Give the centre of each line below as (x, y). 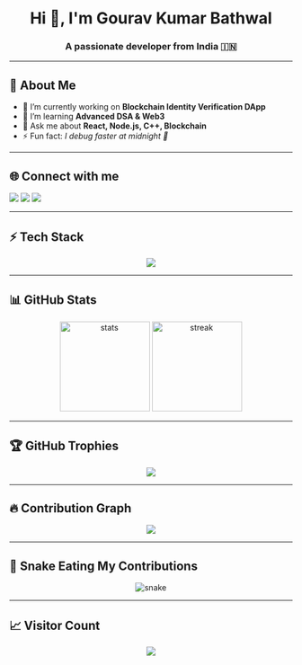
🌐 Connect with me (64, 176)
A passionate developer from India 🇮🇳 (151, 47)
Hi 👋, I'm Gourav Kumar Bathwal (151, 18)
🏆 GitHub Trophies (64, 446)
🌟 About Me (43, 85)
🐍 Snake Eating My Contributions (103, 566)
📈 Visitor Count (55, 625)
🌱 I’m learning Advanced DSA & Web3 (93, 117)
